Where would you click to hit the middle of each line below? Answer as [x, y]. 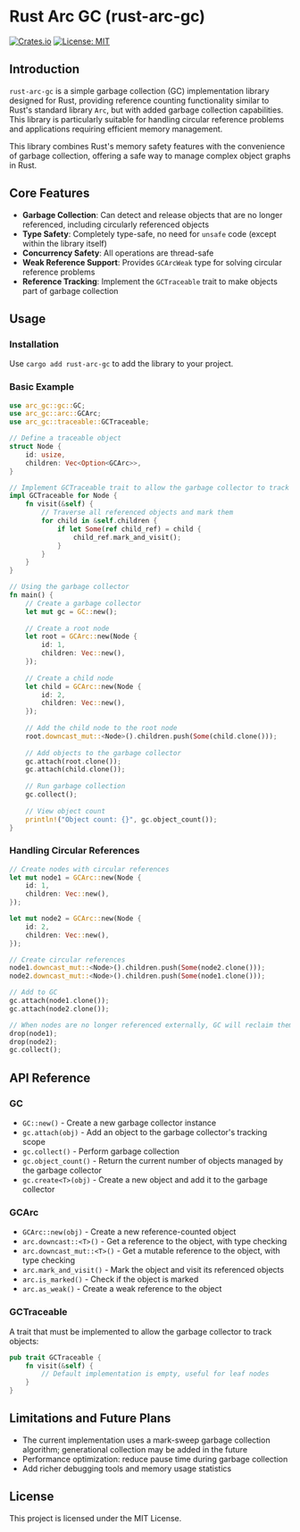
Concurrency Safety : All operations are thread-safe [118, 253]
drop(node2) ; [33, 1042]
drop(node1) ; [33, 1033]
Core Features [50, 194]
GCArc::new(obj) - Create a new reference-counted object [129, 1232]
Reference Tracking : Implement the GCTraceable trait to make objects [150, 281]
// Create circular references [67, 960]
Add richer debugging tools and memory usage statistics [127, 1469]
